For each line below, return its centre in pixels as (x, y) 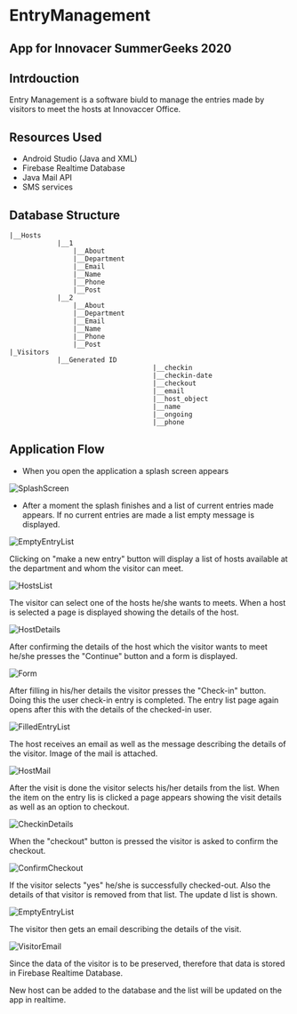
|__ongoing (173, 414)
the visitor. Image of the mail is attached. (84, 753)
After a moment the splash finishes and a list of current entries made (148, 505)
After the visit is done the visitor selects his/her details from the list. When (144, 787)
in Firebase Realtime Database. (66, 973)
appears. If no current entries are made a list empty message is (138, 515)
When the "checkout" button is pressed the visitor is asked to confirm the (144, 841)
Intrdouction (44, 78)
